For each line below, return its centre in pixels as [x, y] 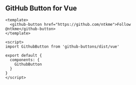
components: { [25, 60]
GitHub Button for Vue [41, 8]
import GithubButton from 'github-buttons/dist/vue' [62, 47]
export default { [24, 55]
